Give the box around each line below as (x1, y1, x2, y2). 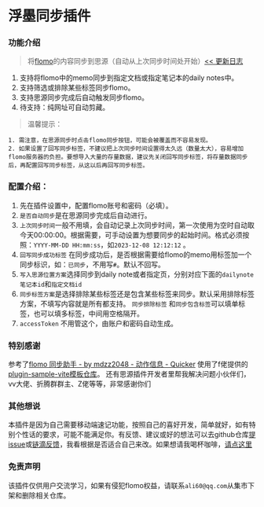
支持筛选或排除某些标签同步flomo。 (19, 83, 135, 93)
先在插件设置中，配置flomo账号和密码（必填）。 (19, 200, 173, 210)
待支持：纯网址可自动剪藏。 (19, 103, 110, 112)
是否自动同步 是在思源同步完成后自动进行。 (19, 210, 152, 220)
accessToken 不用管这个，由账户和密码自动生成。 (19, 318, 178, 328)
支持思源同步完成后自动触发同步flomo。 (19, 93, 149, 102)
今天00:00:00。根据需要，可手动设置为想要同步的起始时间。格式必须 (19, 230, 243, 240)
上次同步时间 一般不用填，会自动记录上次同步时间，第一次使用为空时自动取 (19, 220, 255, 230)
